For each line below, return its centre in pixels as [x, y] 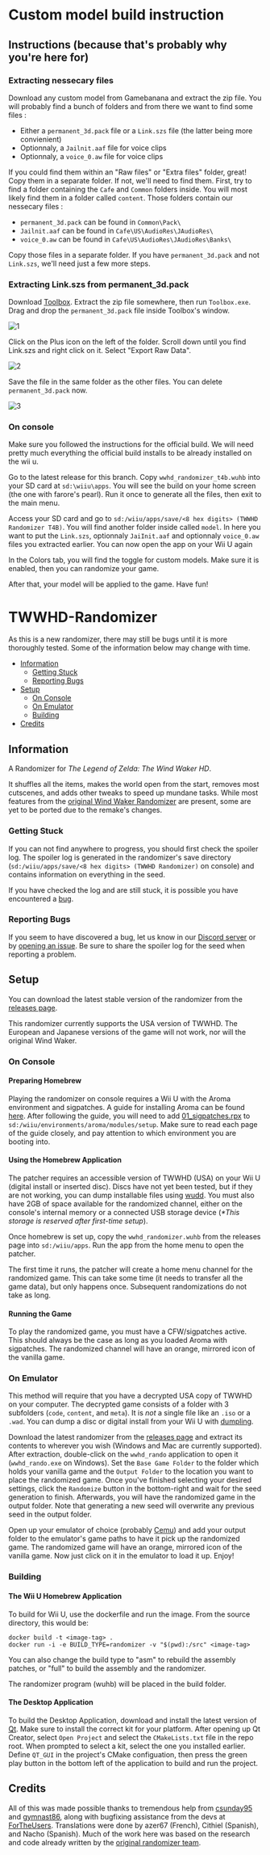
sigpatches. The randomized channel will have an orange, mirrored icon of [132, 1349]
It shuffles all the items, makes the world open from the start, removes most [134, 784]
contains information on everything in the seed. [87, 874]
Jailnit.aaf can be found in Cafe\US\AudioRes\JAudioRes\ [116, 230]
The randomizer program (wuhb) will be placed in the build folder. [117, 1684]
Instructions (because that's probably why [118, 45]
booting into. [29, 1142]
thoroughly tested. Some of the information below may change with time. [130, 648]
